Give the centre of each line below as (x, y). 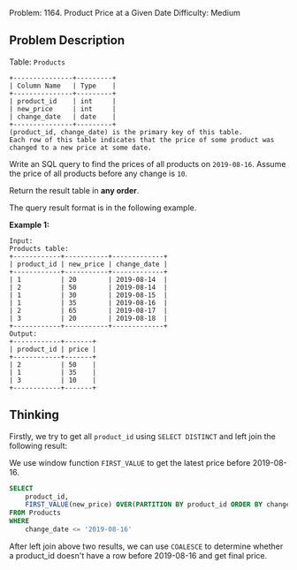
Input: (21, 241)
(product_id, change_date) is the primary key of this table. (126, 132)
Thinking (34, 415)
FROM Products (35, 513)
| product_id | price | (53, 349)
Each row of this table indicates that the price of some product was (142, 140)
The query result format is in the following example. (103, 208)
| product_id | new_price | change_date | (88, 264)
